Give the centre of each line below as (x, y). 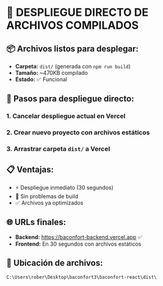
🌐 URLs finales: (36, 222)
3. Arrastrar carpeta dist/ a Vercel (58, 149)
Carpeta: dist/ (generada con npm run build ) (73, 66)
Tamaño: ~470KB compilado (52, 73)
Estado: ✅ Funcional (41, 79)
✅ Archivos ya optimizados (49, 202)
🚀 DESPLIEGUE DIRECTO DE (77, 13)
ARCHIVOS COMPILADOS (73, 25)
